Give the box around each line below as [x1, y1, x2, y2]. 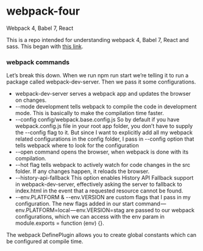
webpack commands [6, 58, 70, 66]
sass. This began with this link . [6, 43, 84, 50]
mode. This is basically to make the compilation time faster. [15, 110, 165, 117]
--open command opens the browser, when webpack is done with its [15, 148, 189, 156]
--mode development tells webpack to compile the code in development [15, 103, 197, 110]
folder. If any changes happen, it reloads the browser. [15, 168, 150, 175]
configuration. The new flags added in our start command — [15, 200, 166, 208]
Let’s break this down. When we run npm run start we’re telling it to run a [6, 72, 189, 79]
